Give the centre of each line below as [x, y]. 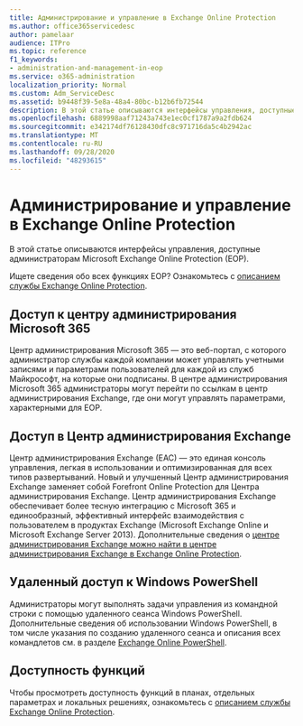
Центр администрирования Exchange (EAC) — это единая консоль [138, 458]
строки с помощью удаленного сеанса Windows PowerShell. [126, 613]
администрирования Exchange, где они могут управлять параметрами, [147, 398]
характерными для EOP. [56, 408]
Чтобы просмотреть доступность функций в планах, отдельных [132, 693]
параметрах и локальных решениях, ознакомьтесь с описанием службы [150, 702]
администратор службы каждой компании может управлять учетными [147, 360]
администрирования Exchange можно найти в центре [113, 544]
